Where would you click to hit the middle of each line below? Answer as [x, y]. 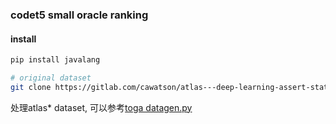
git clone [31, 87]
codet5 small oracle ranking [79, 15]
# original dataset [51, 78]
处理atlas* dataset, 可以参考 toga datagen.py [101, 107]
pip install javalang [55, 60]
